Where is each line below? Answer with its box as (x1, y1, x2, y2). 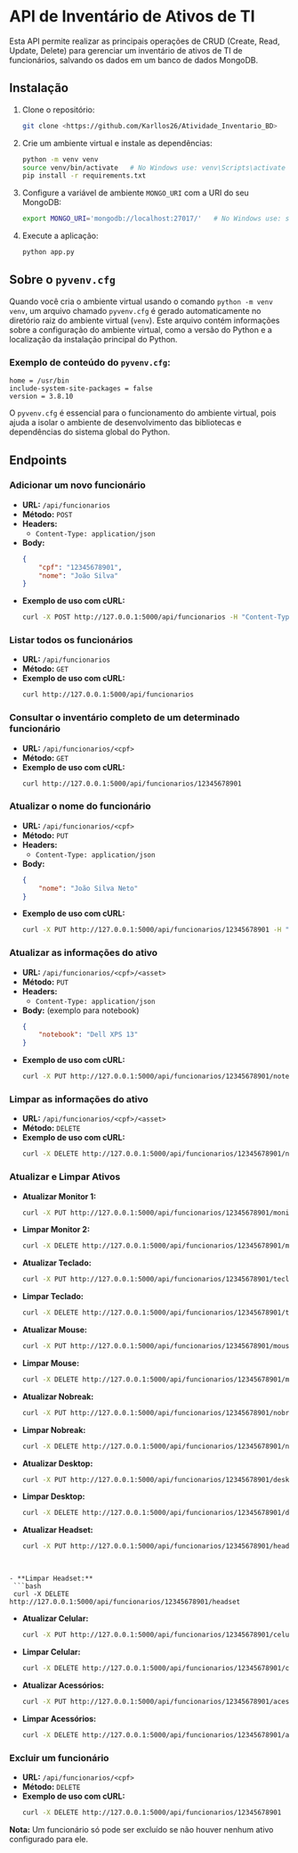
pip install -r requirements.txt (21, 171, 147, 180)
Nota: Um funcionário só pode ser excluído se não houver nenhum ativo (9, 1824, 274, 1834)
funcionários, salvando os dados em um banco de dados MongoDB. (9, 54, 259, 65)
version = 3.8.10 (9, 392, 74, 401)
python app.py (21, 248, 75, 257)
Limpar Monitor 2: (21, 1224, 91, 1235)
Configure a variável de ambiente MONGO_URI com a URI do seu (21, 187, 249, 198)
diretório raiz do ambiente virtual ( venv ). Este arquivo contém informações (9, 315, 280, 325)
